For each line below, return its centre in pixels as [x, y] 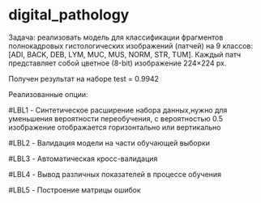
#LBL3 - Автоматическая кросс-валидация [83, 159]
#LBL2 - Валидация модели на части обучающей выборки [109, 142]
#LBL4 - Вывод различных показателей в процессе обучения [115, 174]
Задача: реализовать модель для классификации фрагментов [116, 37]
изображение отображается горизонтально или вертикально [115, 127]
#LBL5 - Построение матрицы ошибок [75, 190]
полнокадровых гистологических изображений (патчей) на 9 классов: [131, 45]
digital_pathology [69, 15]
